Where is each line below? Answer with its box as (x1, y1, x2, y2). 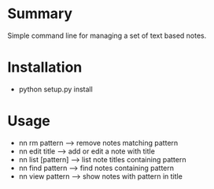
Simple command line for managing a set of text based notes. (7, 31, 207, 40)
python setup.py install (18, 84, 94, 94)
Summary (7, 5, 72, 23)
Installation (7, 58, 83, 76)
